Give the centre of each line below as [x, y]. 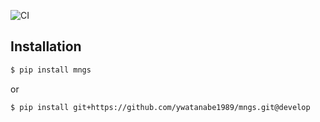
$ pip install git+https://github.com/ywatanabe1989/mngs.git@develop [160, 107]
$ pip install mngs [51, 70]
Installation [46, 46]
